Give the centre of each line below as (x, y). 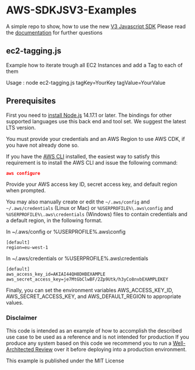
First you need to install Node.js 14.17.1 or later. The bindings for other (89, 115)
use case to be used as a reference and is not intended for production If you (98, 337)
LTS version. (21, 127)
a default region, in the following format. (54, 220)
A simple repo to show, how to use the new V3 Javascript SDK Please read (96, 26)
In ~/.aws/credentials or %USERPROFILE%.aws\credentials (77, 258)
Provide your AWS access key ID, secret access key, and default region (92, 184)
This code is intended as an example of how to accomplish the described (94, 330)
